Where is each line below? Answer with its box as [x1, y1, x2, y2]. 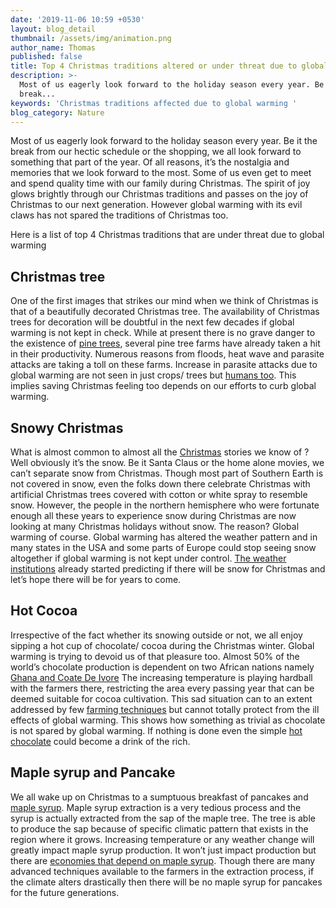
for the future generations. [10, 886, 120, 898]
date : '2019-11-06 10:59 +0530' [10, 14, 145, 25]
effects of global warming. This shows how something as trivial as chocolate [10, 714, 326, 726]
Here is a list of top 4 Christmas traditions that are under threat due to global [10, 229, 325, 241]
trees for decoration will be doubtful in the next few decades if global [10, 316, 295, 328]
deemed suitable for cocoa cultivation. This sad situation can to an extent [10, 692, 313, 705]
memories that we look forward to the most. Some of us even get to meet [10, 167, 312, 179]
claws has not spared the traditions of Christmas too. [10, 209, 229, 221]
